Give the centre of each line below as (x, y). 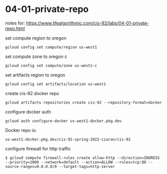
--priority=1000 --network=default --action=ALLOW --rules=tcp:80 (76, 162)
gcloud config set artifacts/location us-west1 (56, 84)
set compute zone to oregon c (36, 56)
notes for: (15, 23)
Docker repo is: (21, 130)
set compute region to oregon (36, 38)
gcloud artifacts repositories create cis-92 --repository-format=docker (84, 102)
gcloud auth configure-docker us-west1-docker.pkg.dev (63, 121)
